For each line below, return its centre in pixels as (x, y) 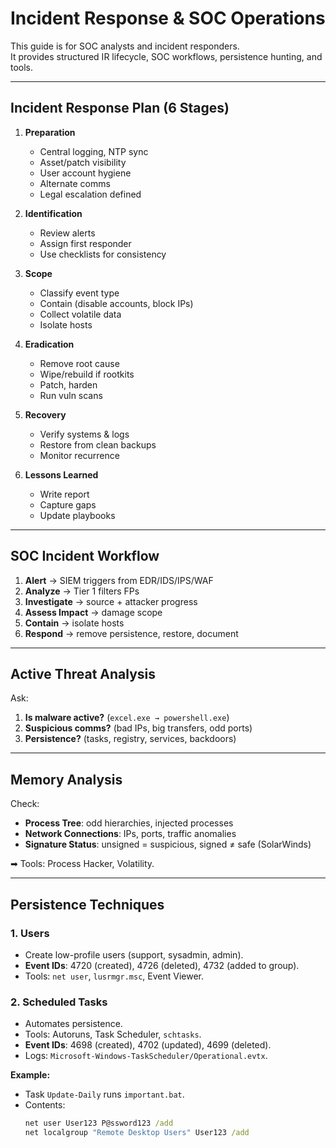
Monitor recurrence (79, 455)
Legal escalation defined (90, 194)
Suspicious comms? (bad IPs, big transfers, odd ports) (138, 728)
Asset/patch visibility (83, 162)
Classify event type (79, 293)
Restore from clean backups (98, 444)
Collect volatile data (80, 314)
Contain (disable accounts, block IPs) (116, 303)
